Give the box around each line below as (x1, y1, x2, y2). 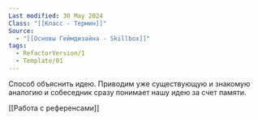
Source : (8, 27, 35, 35)
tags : (8, 42, 27, 50)
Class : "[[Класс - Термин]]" (8, 19, 107, 27)
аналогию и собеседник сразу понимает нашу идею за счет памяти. (8, 87, 247, 97)
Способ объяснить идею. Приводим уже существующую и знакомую (8, 78, 251, 89)
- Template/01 (15, 57, 63, 65)
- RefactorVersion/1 (15, 49, 85, 57)
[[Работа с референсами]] (8, 102, 100, 113)
